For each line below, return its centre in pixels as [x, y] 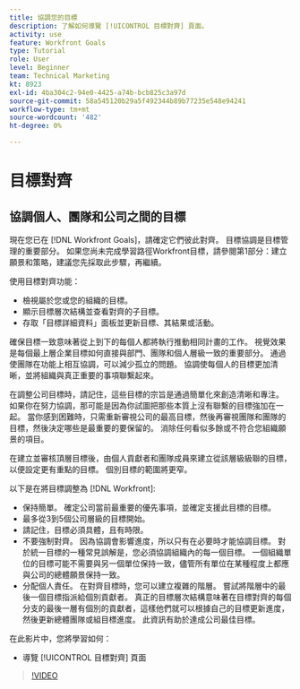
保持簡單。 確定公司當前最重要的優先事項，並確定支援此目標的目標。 [149, 508]
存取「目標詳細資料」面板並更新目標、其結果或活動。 [120, 323]
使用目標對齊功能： [45, 281]
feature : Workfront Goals [57, 43]
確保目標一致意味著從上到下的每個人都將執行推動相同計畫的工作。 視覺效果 [148, 342]
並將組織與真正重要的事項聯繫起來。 [91, 375]
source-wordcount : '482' [56, 117]
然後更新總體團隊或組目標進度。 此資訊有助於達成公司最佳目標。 [141, 620]
